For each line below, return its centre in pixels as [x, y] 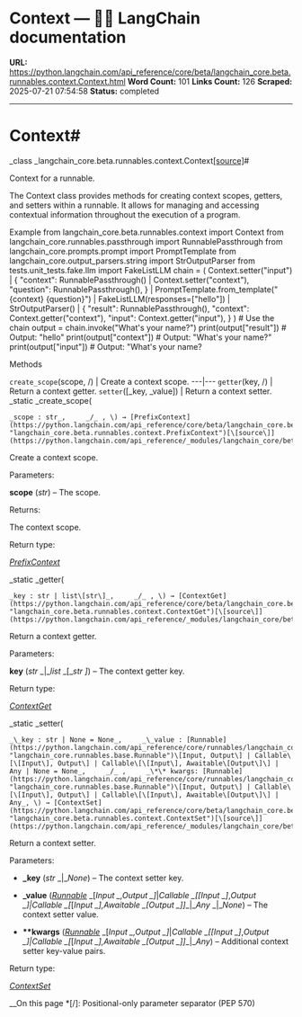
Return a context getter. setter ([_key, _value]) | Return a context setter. [141, 391]
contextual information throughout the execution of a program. [125, 214]
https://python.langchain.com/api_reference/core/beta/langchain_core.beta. [150, 72]
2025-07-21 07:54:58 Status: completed [84, 91]
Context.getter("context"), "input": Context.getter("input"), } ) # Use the [142, 317]
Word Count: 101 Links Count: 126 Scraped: [210, 81]
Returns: [25, 509]
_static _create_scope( [51, 400]
